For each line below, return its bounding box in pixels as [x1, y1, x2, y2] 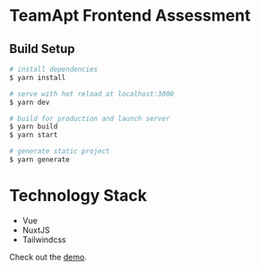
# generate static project [9, 147, 110, 156]
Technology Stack [9, 186, 148, 206]
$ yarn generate [9, 155, 70, 164]
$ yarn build [9, 122, 58, 131]
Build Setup [9, 41, 75, 57]
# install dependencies [9, 65, 99, 74]
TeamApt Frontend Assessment [9, 5, 251, 26]
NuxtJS [22, 224, 51, 235]
